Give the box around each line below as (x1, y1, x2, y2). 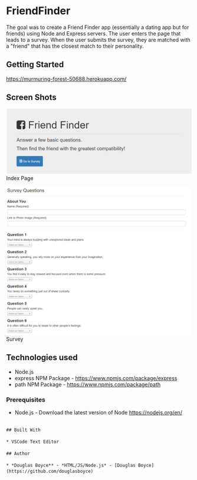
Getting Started (6, 60, 64, 70)
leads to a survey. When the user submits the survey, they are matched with (6, 36, 191, 43)
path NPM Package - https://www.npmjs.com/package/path (14, 381, 161, 388)
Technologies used (6, 352, 78, 363)
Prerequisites (6, 396, 45, 404)
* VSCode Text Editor (6, 439, 60, 445)
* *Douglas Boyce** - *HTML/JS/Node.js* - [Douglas (6, 462, 136, 468)
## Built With (6, 427, 41, 433)
